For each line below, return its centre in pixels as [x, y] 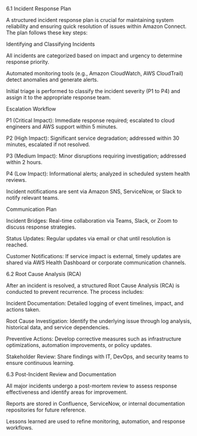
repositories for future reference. [46, 410]
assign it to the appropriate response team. [59, 97]
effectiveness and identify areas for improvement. [67, 392]
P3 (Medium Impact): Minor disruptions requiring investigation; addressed [96, 156]
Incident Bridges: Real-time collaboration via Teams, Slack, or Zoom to [92, 221]
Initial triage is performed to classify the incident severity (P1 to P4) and [93, 91]
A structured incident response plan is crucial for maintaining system [90, 20]
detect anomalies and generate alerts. [52, 80]
